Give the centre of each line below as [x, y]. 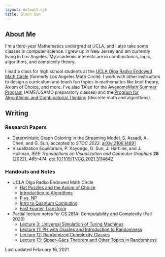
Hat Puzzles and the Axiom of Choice [57, 187]
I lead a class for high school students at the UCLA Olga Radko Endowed [79, 72]
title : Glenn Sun [23, 14]
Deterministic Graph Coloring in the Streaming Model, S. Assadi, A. [80, 138]
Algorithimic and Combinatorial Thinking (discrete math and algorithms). [78, 98]
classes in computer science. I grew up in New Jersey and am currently [78, 51]
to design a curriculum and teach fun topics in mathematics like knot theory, [82, 82]
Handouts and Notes [30, 172]
